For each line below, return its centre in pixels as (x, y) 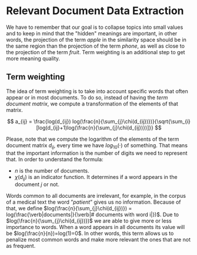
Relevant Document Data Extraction (95, 11)
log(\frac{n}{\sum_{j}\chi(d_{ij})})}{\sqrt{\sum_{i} (132, 121)
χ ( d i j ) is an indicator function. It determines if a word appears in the (96, 178)
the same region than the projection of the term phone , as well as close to (96, 46)
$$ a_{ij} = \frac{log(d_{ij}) (39, 121)
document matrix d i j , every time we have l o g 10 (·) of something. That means (97, 146)
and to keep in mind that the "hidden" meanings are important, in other (92, 33)
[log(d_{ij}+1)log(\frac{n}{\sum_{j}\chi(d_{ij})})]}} (95, 127)
